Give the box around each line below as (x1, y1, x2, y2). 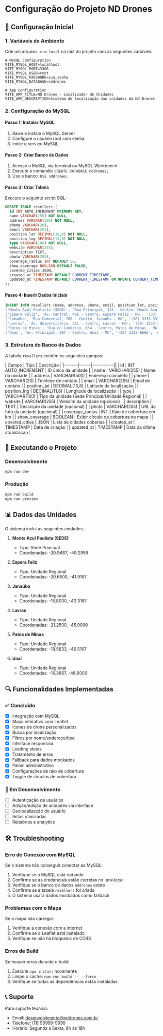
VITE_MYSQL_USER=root (5, 71, 49, 76)
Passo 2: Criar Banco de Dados (5, 152, 69, 158)
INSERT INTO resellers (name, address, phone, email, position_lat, (5, 303, 147, 308)
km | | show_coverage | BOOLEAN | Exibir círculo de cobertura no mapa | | (5, 414, 154, 420)
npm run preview (5, 496, 38, 501)
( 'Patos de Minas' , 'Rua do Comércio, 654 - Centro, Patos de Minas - (5, 326, 151, 330)
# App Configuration (5, 88, 47, 93)
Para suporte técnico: (5, 1005, 49, 1012)
